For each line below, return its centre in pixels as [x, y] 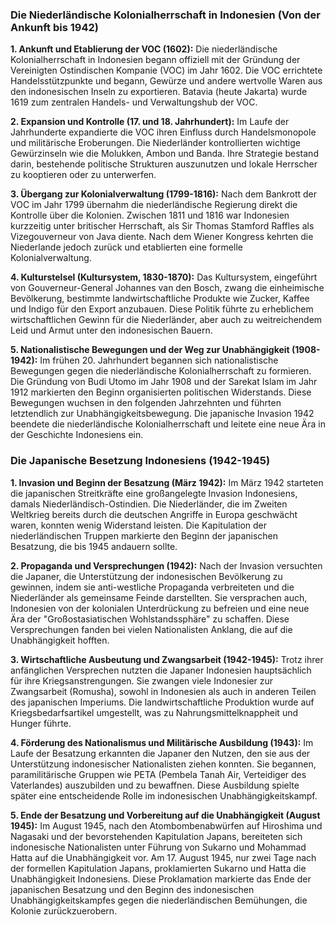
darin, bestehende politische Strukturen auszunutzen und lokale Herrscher [164, 164]
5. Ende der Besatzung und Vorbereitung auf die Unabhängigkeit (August [165, 815]
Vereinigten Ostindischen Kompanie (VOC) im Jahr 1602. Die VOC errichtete [166, 70]
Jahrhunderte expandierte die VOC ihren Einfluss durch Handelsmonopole [163, 132]
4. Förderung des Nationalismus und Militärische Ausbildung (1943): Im [162, 742]
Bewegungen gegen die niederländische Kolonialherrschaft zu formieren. [161, 371]
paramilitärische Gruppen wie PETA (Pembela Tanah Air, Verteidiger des [158, 774]
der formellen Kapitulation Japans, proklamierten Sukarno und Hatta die [158, 868]
